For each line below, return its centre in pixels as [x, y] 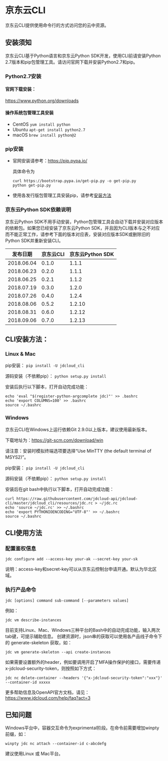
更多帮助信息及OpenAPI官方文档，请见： [47, 692]
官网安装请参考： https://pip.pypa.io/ [50, 161]
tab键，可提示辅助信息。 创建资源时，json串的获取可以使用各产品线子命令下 [84, 636]
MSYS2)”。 [17, 457]
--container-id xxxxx [28, 682]
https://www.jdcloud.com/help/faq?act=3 [48, 698]
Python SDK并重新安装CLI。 [34, 240]
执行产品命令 [21, 590]
